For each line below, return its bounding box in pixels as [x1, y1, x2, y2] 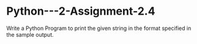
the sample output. [6, 31, 54, 38]
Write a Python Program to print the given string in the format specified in [6, 24, 191, 32]
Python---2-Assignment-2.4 [6, 4, 155, 18]
